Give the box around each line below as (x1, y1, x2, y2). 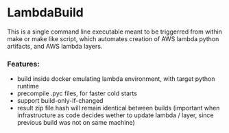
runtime (16, 82, 40, 90)
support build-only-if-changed (16, 97, 104, 105)
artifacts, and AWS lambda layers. (7, 42, 103, 50)
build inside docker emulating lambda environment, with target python (16, 75, 215, 83)
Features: (7, 59, 40, 69)
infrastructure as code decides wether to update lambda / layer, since (16, 111, 214, 119)
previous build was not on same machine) (16, 119, 135, 127)
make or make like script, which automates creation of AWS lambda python (7, 34, 219, 43)
